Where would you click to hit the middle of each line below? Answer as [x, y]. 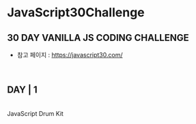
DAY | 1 [22, 90]
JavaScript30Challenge [76, 13]
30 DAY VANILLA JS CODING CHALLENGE [98, 38]
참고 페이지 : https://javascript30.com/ [70, 55]
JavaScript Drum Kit [35, 113]
